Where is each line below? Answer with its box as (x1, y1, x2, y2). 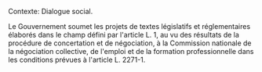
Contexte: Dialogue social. (8, 7, 93, 16)
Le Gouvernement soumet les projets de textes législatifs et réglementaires (8, 22, 251, 31)
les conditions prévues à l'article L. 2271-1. (8, 55, 146, 64)
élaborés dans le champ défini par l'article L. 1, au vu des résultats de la (8, 31, 239, 39)
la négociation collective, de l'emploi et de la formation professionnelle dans (8, 47, 254, 56)
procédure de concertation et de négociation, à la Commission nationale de (8, 38, 253, 48)
